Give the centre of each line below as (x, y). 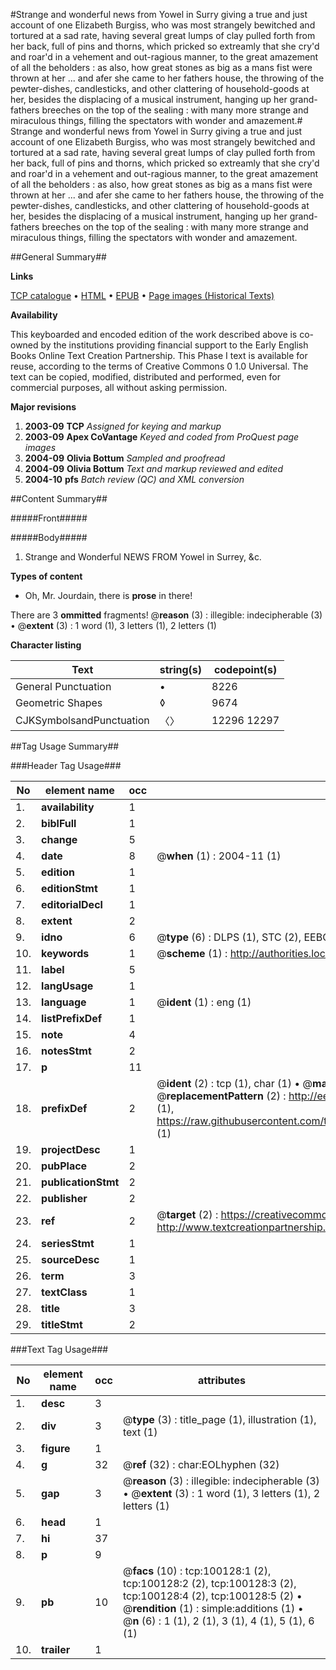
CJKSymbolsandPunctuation (82, 720)
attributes (221, 1380)
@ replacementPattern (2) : (221, 1096)
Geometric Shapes (59, 702)
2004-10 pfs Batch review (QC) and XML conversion (134, 479)
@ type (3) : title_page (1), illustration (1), (219, 1419)
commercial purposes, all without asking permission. (119, 387)
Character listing (46, 645)
